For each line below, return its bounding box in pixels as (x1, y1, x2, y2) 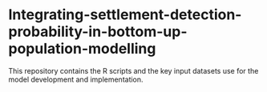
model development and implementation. (8, 74, 144, 84)
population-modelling (8, 40, 156, 58)
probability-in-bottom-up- (8, 22, 188, 41)
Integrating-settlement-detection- (8, 6, 242, 24)
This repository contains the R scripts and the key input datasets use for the (8, 66, 259, 75)
